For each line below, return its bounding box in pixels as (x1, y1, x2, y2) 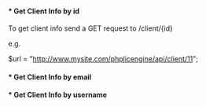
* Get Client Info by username (8, 90, 108, 100)
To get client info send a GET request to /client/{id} (8, 24, 173, 33)
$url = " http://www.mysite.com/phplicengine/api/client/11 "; (8, 54, 199, 64)
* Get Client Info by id (8, 6, 80, 16)
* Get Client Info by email (8, 72, 92, 82)
